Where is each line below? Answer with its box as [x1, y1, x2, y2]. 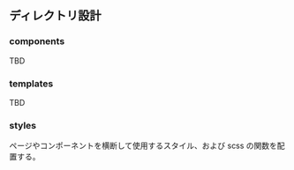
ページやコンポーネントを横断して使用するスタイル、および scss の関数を [9, 140, 278, 152]
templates [9, 78, 54, 90]
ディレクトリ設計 [9, 8, 102, 24]
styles [9, 119, 37, 131]
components [9, 35, 65, 48]
